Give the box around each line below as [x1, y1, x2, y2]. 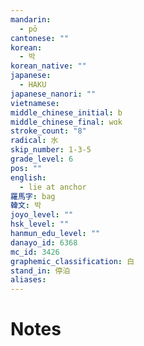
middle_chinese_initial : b [10, 107, 123, 118]
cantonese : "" [10, 33, 70, 43]
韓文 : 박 [10, 201, 42, 211]
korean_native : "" [10, 61, 87, 71]
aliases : [10, 275, 47, 285]
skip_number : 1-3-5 [10, 145, 92, 155]
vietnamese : [10, 98, 60, 108]
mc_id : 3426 [10, 247, 60, 257]
